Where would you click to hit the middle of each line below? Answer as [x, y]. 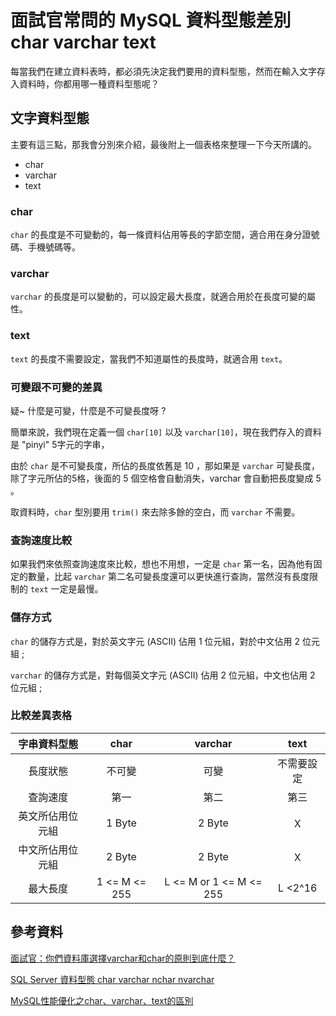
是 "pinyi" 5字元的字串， [60, 444]
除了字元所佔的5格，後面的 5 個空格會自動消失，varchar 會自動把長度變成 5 [166, 478]
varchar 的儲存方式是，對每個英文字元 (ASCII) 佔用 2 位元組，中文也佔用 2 [163, 675]
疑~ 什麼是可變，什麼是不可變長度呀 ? [88, 410]
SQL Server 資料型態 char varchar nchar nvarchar [112, 979]
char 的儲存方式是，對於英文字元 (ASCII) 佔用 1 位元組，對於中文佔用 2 [155, 641]
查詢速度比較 [41, 540]
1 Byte [121, 823]
